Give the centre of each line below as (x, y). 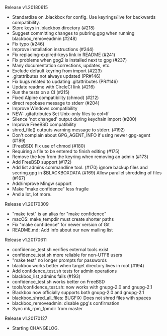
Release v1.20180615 (26, 7)
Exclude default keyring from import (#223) (57, 71)
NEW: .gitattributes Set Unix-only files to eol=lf (60, 114)
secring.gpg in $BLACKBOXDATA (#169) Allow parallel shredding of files (87, 173)
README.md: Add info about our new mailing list (62, 230)
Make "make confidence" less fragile (50, 189)
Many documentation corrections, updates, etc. (61, 65)
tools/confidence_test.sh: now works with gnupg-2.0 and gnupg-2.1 (82, 287)
